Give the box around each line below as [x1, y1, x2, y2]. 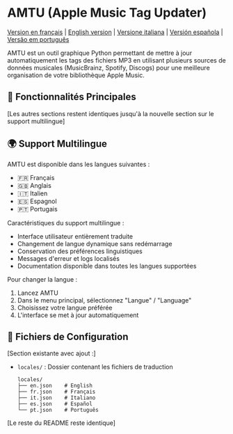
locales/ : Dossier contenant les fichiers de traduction [17, 363, 173, 371]
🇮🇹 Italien [17, 189, 48, 198]
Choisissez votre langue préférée [17, 303, 113, 312]
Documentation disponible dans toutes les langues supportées [17, 262, 197, 270]
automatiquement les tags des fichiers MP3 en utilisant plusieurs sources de [7, 56, 226, 64]
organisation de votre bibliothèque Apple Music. [7, 71, 145, 79]
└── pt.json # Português [17, 407, 99, 414]
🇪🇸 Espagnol [17, 197, 57, 205]
